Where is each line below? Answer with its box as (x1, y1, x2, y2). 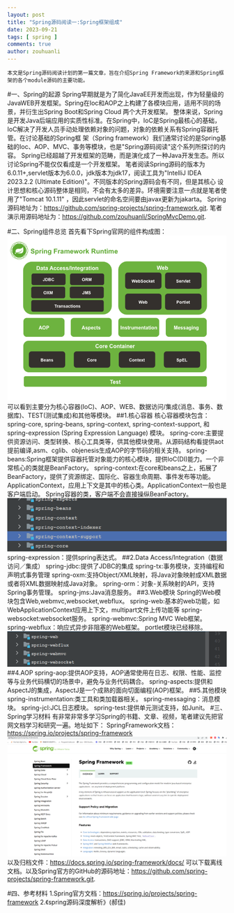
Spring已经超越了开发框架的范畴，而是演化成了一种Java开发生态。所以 (20, 151, 225, 159)
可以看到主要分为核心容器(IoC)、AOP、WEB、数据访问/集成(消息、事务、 (7, 403, 217, 410)
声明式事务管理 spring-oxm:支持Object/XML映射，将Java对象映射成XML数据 (7, 570, 227, 580)
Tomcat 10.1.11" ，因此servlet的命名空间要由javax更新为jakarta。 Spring (22, 195, 226, 203)
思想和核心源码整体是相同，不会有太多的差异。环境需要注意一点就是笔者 (13, 186, 221, 194)
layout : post (7, 11, 45, 18)
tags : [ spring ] (7, 34, 58, 41)
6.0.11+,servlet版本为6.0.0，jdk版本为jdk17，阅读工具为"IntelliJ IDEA (7, 168, 202, 177)
